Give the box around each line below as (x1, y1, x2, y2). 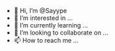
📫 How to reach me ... (13, 37, 79, 44)
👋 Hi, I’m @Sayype (13, 7, 68, 14)
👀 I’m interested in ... (13, 14, 73, 22)
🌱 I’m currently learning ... (13, 21, 89, 29)
